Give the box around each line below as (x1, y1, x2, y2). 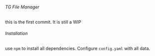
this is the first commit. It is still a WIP (5, 19, 82, 25)
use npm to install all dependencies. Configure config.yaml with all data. (5, 46, 150, 52)
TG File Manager (5, 4, 40, 10)
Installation (5, 30, 28, 36)
